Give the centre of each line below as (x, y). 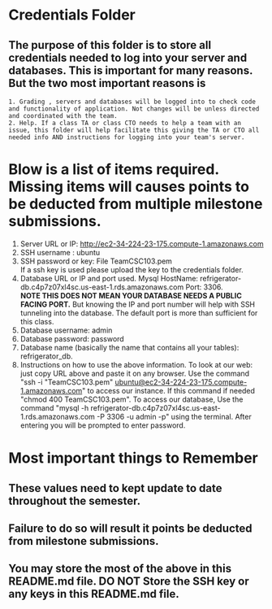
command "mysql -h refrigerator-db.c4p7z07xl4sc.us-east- (120, 407)
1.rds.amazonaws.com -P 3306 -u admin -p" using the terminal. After (136, 416)
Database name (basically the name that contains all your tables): (130, 347)
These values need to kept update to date (115, 488)
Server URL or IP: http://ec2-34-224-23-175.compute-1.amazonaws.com (142, 244)
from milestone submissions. (84, 541)
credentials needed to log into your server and (128, 57)
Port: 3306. (204, 287)
